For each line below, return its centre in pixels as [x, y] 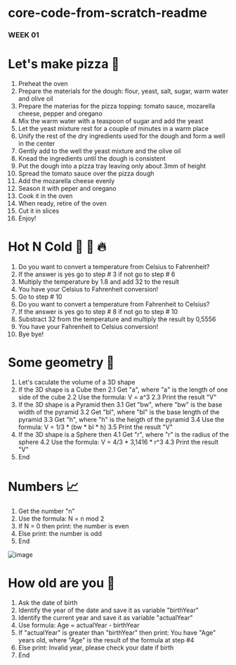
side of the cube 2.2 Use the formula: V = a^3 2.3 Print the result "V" [117, 397]
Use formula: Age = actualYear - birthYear [79, 625]
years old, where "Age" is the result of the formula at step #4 [106, 640]
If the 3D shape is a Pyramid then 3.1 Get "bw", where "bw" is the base [120, 404]
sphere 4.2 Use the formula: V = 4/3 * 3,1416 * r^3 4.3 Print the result [118, 442]
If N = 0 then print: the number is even [73, 526]
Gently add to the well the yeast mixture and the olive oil [99, 151]
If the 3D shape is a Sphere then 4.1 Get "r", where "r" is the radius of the [123, 434]
